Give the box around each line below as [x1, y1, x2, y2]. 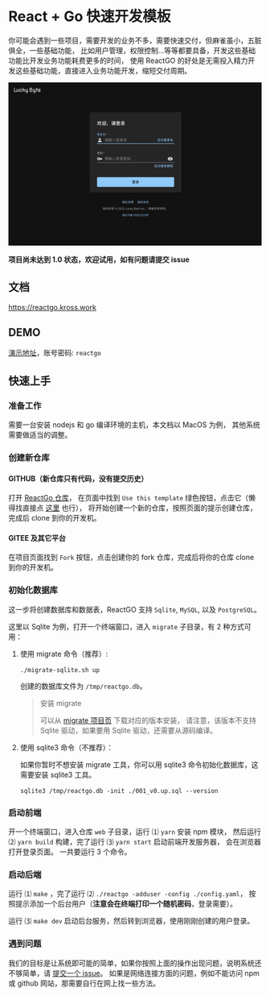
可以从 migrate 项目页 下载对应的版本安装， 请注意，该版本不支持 [39, 715, 257, 725]
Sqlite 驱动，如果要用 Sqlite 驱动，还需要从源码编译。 [39, 725, 218, 735]
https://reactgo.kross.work [8, 302, 96, 312]
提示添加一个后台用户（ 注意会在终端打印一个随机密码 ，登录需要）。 [14, 899, 237, 909]
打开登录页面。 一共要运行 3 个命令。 [8, 847, 132, 857]
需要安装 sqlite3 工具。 [19, 770, 96, 779]
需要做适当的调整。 [8, 430, 72, 440]
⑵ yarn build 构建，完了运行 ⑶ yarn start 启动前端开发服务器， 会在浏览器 [8, 837, 261, 847]
